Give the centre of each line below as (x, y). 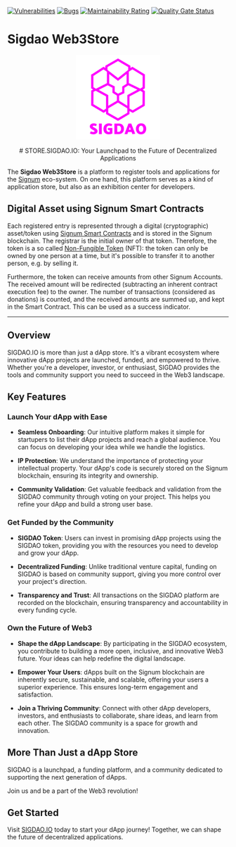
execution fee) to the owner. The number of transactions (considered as (111, 291)
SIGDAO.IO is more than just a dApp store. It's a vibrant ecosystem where (113, 352)
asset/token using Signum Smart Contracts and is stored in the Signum (110, 233)
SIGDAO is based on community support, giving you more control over (119, 574)
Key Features (37, 396)
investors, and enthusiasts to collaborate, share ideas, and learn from (118, 715)
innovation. (34, 730)
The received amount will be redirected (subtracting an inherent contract (112, 284)
